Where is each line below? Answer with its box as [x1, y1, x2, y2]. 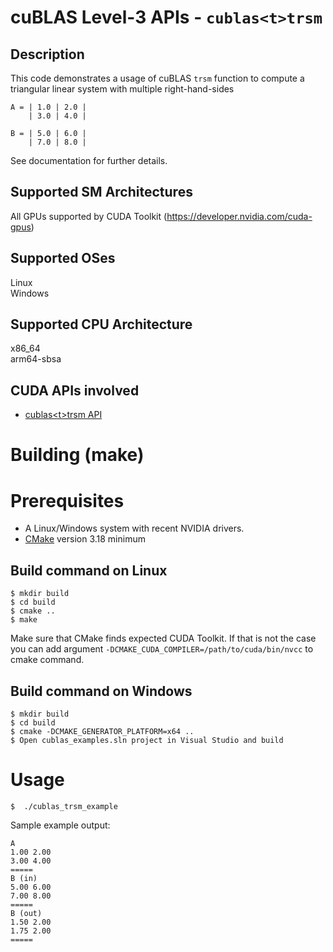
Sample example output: [10, 819, 111, 831]
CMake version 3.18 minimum [24, 533, 146, 545]
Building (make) [10, 444, 145, 466]
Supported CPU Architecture [10, 316, 193, 333]
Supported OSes [10, 250, 116, 267]
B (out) [10, 908, 43, 918]
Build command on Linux [10, 562, 168, 579]
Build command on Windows [10, 682, 193, 700]
